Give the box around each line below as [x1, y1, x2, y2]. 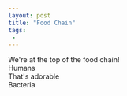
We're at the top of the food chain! [8, 55, 120, 65]
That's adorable [8, 72, 60, 81]
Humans [8, 64, 35, 73]
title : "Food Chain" [8, 19, 77, 27]
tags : [8, 26, 26, 34]
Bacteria [8, 80, 35, 90]
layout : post [8, 11, 51, 20]
